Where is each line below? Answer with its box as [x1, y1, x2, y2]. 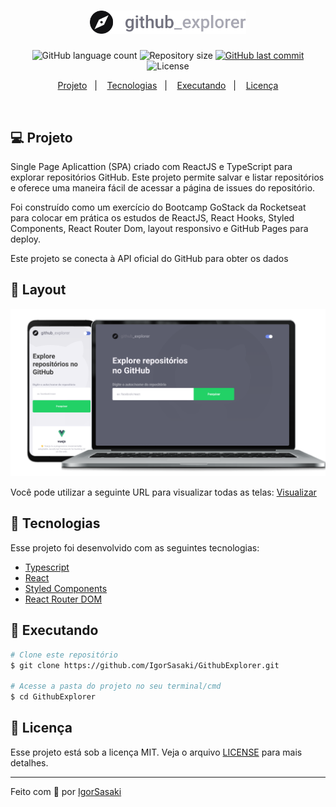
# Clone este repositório [10, 650, 118, 660]
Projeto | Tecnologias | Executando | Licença [57, 80, 279, 92]
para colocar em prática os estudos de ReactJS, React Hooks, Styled [10, 211, 295, 224]
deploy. [10, 233, 42, 245]
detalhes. [10, 756, 49, 769]
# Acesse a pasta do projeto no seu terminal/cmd [10, 681, 222, 692]
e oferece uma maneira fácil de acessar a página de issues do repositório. [10, 181, 316, 194]
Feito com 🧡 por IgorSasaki [10, 785, 122, 797]
